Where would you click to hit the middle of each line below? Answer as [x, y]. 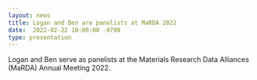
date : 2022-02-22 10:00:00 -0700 [65, 30]
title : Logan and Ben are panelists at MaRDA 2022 [92, 23]
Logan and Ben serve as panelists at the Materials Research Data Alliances [128, 60]
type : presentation [40, 37]
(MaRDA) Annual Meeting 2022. [60, 68]
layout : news [29, 15]
